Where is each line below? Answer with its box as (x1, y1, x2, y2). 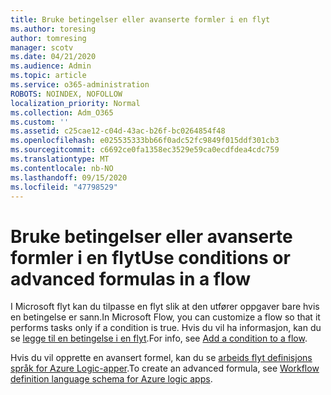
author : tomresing (10, 33, 87, 43)
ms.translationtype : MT (10, 154, 110, 164)
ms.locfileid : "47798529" (10, 182, 118, 192)
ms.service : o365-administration (10, 80, 150, 90)
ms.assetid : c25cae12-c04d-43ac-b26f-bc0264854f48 (10, 126, 226, 136)
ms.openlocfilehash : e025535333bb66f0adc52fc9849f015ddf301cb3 (10, 136, 280, 146)
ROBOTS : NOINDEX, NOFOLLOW (10, 89, 123, 99)
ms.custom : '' (10, 117, 70, 127)
